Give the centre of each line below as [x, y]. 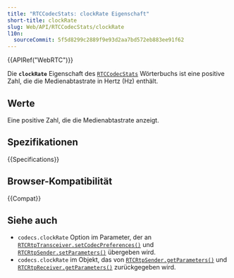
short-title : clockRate [42, 20]
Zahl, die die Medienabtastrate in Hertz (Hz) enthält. [83, 81]
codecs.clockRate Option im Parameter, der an [85, 237]
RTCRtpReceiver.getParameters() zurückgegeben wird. [97, 267]
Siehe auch [32, 220]
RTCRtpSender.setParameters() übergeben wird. [87, 252]
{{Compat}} [24, 198]
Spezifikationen [43, 143]
